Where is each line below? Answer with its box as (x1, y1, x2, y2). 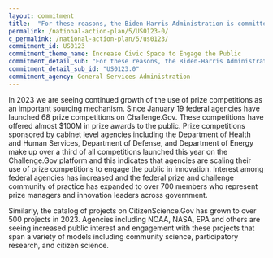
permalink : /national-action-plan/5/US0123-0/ (8, 27, 169, 35)
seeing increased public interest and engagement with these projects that (8, 223, 255, 233)
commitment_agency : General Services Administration (8, 72, 191, 81)
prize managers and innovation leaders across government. (8, 190, 208, 199)
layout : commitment (8, 11, 75, 20)
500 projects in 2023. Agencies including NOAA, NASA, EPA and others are (8, 214, 261, 224)
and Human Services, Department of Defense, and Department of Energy (8, 138, 254, 147)
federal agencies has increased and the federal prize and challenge (8, 173, 234, 182)
